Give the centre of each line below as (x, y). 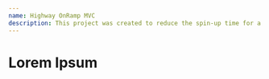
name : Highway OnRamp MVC (52, 16)
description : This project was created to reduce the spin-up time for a (135, 23)
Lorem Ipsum (53, 63)
